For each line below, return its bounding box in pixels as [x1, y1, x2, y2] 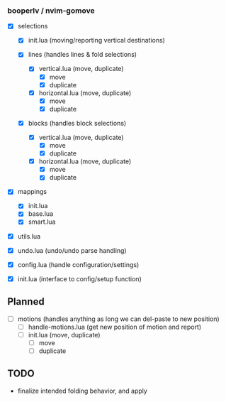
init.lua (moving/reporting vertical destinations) [28, 36, 165, 45]
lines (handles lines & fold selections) [28, 50, 137, 59]
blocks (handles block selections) [28, 119, 127, 127]
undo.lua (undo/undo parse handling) [17, 246, 127, 254]
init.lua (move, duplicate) [28, 330, 101, 339]
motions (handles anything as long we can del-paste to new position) [17, 315, 220, 323]
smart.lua [28, 217, 56, 226]
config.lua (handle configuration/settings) [17, 260, 140, 268]
